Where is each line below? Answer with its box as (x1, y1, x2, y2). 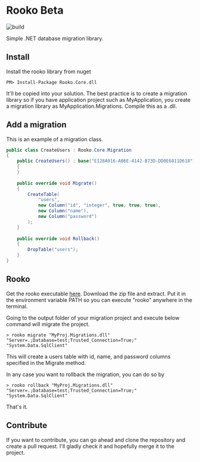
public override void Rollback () (17, 236, 100, 242)
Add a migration (6, 120, 67, 130)
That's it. (6, 403, 28, 410)
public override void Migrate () (17, 180, 97, 186)
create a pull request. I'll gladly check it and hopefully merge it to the (6, 442, 174, 449)
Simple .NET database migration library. (6, 35, 104, 42)
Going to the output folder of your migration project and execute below (6, 314, 180, 321)
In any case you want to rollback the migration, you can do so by (6, 370, 165, 378)
